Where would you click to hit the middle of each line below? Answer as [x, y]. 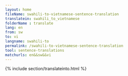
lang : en [14, 28]
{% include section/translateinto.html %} [46, 69]
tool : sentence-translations [35, 50]
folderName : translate [29, 23]
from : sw [14, 32]
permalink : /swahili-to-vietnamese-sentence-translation [64, 46]
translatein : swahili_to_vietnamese [42, 19]
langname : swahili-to [27, 41]
